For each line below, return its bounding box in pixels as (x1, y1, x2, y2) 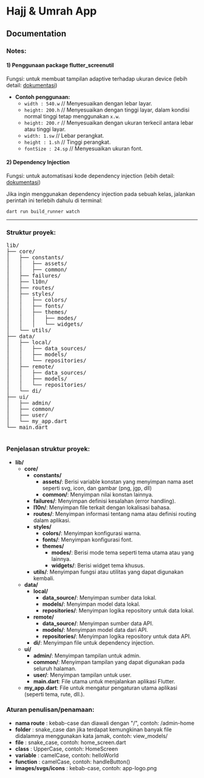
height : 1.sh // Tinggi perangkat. (24, 138, 111, 146)
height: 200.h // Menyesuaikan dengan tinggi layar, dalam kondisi (24, 106, 190, 113)
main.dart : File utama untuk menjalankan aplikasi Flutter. (33, 677, 175, 685)
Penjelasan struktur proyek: (6, 444, 90, 453)
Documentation (6, 29, 67, 39)
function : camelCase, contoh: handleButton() (15, 758, 131, 765)
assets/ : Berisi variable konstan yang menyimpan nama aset (42, 478, 194, 485)
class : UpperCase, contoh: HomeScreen (15, 745, 118, 753)
